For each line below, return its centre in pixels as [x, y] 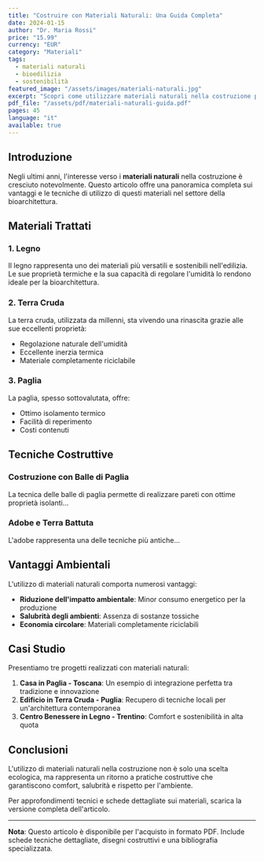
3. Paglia [25, 380]
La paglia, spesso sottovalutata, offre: [69, 398]
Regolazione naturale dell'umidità [73, 343]
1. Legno [24, 248]
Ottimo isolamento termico [62, 413]
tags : [17, 60]
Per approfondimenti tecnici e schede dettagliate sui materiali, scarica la [125, 801]
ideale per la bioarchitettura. [54, 282]
